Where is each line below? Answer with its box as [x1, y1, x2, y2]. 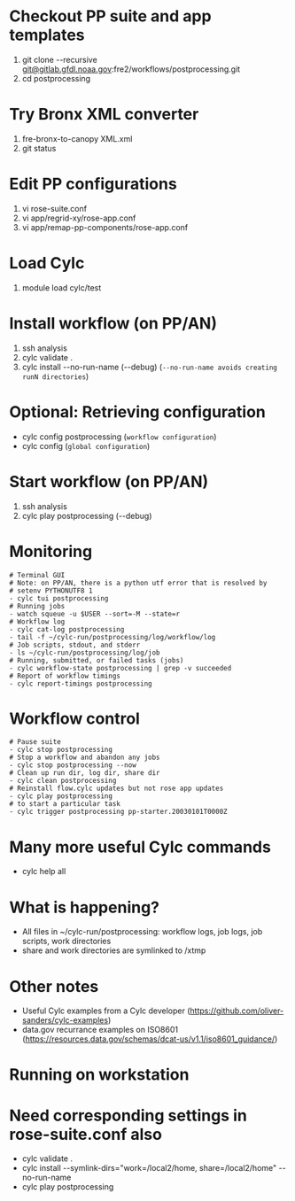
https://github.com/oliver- [190, 1005, 284, 1016]
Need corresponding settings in [9, 1105, 248, 1126]
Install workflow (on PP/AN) [9, 313, 217, 333]
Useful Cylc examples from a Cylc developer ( [21, 1005, 190, 1016]
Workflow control [9, 709, 140, 728]
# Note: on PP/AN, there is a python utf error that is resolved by [9, 578, 268, 587]
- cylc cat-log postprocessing [9, 624, 125, 634]
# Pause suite [9, 738, 62, 747]
